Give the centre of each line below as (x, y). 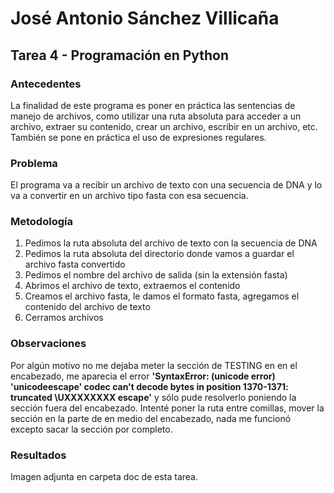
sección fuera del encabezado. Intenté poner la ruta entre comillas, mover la (167, 408)
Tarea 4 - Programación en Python (120, 55)
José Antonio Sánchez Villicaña (145, 18)
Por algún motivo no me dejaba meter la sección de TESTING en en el (154, 365)
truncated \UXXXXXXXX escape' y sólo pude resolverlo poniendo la (153, 397)
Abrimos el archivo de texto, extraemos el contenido (132, 286)
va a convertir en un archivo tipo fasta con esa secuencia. (129, 196)
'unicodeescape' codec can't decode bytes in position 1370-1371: (149, 386)
